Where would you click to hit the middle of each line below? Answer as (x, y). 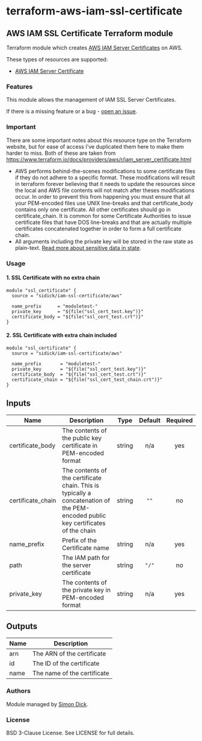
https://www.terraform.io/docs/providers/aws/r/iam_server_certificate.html (99, 159)
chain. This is (81, 485)
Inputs (19, 404)
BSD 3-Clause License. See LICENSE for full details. (71, 733)
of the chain (79, 530)
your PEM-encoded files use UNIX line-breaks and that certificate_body (104, 203)
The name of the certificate (71, 673)
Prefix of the (80, 540)
